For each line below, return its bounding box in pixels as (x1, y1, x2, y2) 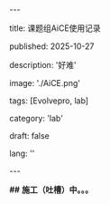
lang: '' (9, 148, 35, 159)
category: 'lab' (9, 113, 63, 123)
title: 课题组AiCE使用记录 (9, 23, 101, 34)
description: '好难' (9, 60, 77, 70)
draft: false (9, 131, 50, 141)
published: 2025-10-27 (9, 41, 95, 52)
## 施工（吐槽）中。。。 (9, 184, 94, 195)
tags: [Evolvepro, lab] (9, 95, 88, 106)
